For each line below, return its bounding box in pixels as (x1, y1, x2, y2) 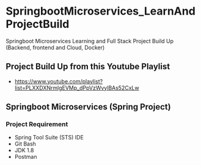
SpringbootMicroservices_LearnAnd (5, 4, 196, 18)
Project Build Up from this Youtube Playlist (5, 61, 170, 72)
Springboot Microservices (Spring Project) (5, 102, 172, 112)
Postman (14, 153, 37, 161)
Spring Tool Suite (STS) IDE (14, 134, 84, 141)
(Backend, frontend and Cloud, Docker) (5, 44, 105, 51)
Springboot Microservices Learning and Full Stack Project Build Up (5, 37, 174, 44)
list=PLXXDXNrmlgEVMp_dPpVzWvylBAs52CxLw (14, 84, 139, 91)
